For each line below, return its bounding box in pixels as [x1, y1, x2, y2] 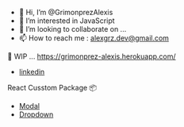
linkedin [18, 67, 45, 76]
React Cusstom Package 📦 [7, 83, 98, 92]
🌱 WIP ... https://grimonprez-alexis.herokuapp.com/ [7, 52, 176, 61]
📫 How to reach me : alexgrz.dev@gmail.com [18, 33, 170, 43]
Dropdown [18, 110, 54, 119]
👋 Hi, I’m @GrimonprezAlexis [18, 8, 113, 17]
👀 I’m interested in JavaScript [18, 16, 116, 25]
